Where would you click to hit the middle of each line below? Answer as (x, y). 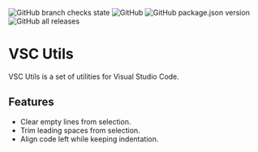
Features (31, 102)
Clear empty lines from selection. (75, 121)
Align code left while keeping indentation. (89, 139)
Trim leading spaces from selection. (80, 130)
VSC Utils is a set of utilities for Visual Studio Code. (94, 76)
